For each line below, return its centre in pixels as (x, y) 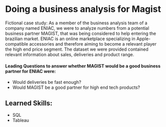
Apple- (144, 39)
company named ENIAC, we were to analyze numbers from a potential (77, 28)
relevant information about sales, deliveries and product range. (70, 54)
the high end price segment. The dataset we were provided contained (77, 49)
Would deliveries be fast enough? (47, 82)
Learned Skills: (29, 103)
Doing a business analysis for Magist (83, 9)
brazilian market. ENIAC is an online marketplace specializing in (70, 39)
